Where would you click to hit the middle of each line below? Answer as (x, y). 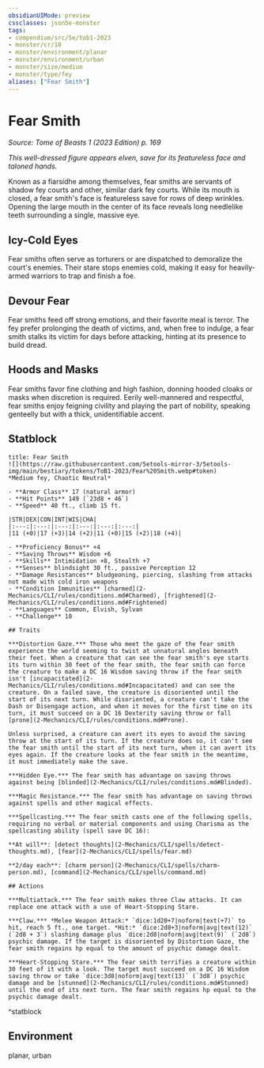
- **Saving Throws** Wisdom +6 (60, 554)
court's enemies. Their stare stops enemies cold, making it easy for (118, 268)
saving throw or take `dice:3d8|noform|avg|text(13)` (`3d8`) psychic (127, 976)
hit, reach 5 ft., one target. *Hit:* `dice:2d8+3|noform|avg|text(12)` (130, 927)
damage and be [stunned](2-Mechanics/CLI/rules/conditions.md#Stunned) (128, 983)
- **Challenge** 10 (40, 616)
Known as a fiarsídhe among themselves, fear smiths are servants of (120, 182)
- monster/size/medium (45, 67)
